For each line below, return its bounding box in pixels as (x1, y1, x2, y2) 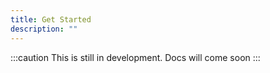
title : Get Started (10, 14, 92, 25)
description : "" (10, 24, 78, 34)
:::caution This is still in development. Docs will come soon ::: (10, 51, 261, 63)
